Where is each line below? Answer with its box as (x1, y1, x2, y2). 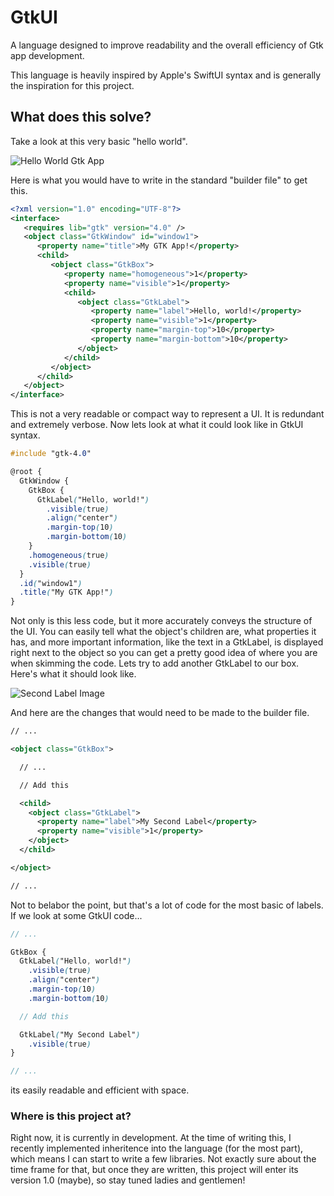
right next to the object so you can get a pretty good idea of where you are (10, 647, 318, 659)
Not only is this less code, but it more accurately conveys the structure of (10, 615, 313, 627)
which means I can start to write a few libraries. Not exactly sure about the (10, 1153, 317, 1165)
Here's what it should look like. (10, 668, 137, 680)
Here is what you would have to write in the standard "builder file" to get (10, 174, 308, 186)
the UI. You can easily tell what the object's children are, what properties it (10, 626, 317, 638)
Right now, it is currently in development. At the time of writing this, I (10, 1132, 292, 1144)
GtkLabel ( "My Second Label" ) (19, 1029, 141, 1040)
